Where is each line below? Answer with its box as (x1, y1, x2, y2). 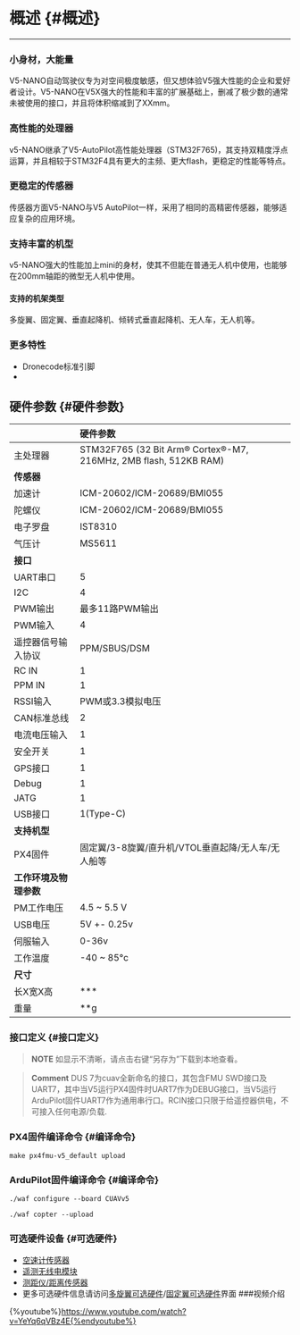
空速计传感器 (21, 1255, 70, 1265)
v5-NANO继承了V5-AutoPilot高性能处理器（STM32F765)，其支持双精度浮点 (9, 144, 288, 155)
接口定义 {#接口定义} (9, 1031, 100, 1044)
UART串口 (13, 571, 56, 584)
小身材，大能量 (9, 53, 74, 65)
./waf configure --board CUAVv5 (9, 1195, 129, 1204)
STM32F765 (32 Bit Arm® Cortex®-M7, (79, 443, 249, 456)
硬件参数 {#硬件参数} (9, 399, 125, 415)
